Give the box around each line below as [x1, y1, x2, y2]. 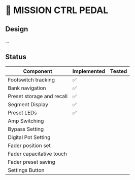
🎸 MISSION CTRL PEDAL [5, 5, 109, 16]
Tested [110, 68, 127, 75]
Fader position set [8, 142, 51, 149]
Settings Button [8, 166, 45, 173]
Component [23, 68, 52, 75]
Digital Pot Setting [8, 133, 51, 141]
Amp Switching [8, 117, 44, 124]
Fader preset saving [8, 158, 55, 165]
